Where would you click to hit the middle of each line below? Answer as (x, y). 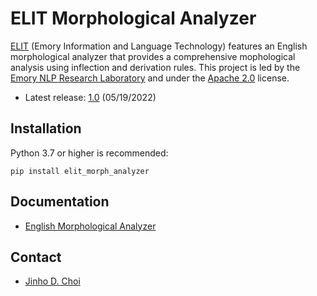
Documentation (60, 202)
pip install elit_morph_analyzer (80, 171)
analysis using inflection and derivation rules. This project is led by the (155, 67)
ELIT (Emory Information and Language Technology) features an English (159, 46)
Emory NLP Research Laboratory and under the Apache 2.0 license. (150, 78)
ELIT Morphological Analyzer (133, 18)
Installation (46, 128)
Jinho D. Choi (52, 281)
